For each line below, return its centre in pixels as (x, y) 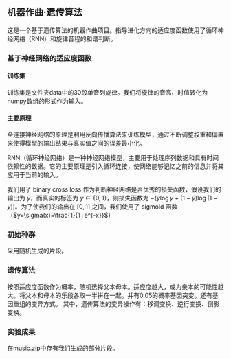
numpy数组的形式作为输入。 (47, 101)
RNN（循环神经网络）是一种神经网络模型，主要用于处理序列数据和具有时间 (113, 158)
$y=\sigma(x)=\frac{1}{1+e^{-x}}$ (61, 216)
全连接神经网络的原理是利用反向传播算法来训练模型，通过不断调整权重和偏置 (115, 135)
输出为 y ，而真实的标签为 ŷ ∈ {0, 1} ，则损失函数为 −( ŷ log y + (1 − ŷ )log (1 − (112, 198)
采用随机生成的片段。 (37, 251)
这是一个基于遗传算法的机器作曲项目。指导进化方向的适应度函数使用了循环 (112, 30)
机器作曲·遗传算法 (45, 12)
